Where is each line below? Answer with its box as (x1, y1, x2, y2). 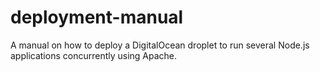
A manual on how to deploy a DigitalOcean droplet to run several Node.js (10, 39, 310, 51)
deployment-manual (10, 6, 184, 29)
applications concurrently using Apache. (10, 49, 178, 61)
